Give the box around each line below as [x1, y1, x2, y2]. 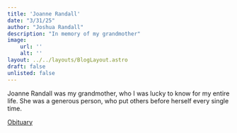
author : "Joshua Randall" [7, 23, 83, 30]
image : [7, 37, 27, 44]
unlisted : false [7, 69, 55, 76]
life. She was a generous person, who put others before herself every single [7, 96, 229, 105]
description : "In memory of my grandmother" [7, 30, 141, 37]
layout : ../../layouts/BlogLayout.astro [7, 57, 129, 64]
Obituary [7, 117, 33, 126]
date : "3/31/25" [7, 17, 55, 24]
